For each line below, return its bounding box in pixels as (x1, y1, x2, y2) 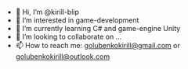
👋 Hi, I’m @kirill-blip (15, 8, 80, 16)
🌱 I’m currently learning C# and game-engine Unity (15, 24, 181, 33)
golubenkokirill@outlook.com (15, 52, 110, 61)
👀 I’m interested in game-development (15, 16, 139, 25)
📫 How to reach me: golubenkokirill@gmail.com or (15, 41, 180, 50)
